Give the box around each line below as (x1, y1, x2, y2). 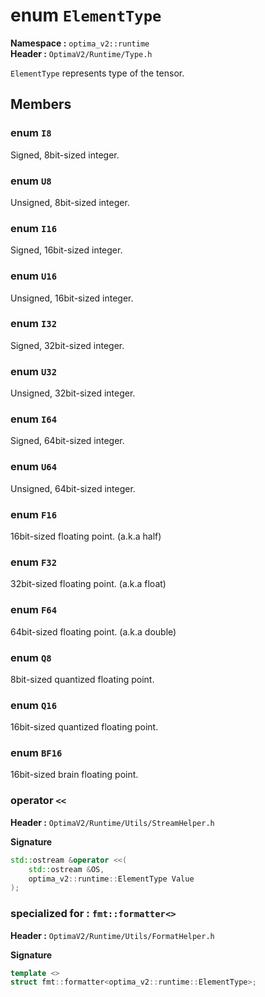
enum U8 (10, 174, 52, 188)
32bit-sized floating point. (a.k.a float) (10, 578, 167, 590)
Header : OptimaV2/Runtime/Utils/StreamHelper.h (10, 816, 215, 828)
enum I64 (10, 412, 58, 426)
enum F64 (10, 603, 58, 617)
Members (10, 96, 72, 113)
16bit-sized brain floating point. (10, 769, 139, 781)
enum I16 (10, 221, 58, 235)
